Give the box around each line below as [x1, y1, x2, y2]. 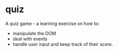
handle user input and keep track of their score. [12, 41, 113, 47]
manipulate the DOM [12, 30, 56, 36]
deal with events [12, 36, 48, 42]
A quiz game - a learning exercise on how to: [5, 20, 100, 27]
